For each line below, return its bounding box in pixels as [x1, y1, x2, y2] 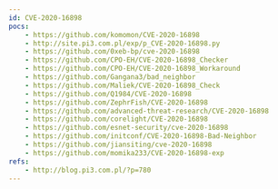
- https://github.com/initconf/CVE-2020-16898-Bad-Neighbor [25, 132, 257, 141]
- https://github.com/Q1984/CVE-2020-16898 [25, 89, 193, 98]
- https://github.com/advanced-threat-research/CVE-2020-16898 [25, 106, 270, 115]
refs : [8, 156, 29, 166]
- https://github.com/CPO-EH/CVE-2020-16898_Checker [25, 55, 229, 65]
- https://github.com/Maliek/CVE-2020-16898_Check [25, 81, 221, 90]
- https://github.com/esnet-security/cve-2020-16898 [25, 124, 229, 133]
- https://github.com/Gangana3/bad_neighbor [25, 73, 196, 82]
